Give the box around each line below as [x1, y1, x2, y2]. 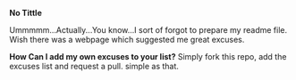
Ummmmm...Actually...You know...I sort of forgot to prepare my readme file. [9, 25, 288, 35]
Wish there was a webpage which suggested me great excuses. [9, 35, 245, 44]
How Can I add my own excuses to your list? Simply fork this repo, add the [9, 52, 287, 61]
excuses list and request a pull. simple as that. [9, 61, 179, 71]
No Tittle [9, 8, 42, 18]
